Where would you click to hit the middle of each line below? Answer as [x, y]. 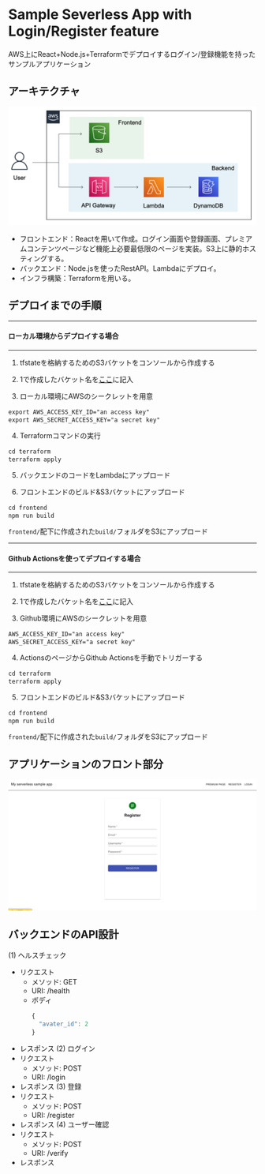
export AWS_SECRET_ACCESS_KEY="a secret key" [84, 420]
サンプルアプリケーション [50, 64]
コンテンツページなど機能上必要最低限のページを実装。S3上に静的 [134, 248]
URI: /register [53, 1116]
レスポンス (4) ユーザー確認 [64, 1125]
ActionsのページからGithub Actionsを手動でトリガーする [111, 658]
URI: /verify [50, 1153]
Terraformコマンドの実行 [60, 435]
